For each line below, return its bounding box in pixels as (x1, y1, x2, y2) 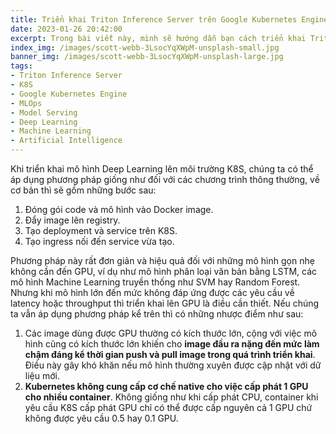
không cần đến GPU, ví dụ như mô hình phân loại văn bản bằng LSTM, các (10, 266, 318, 277)
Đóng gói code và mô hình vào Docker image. (24, 204, 214, 215)
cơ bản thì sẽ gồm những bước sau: (10, 184, 157, 196)
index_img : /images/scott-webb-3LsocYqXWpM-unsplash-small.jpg (10, 42, 280, 53)
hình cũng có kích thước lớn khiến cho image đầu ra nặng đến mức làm (24, 338, 320, 350)
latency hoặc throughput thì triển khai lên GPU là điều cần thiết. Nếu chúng (10, 297, 320, 309)
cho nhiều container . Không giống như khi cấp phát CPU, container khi (24, 391, 319, 403)
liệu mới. (24, 370, 60, 381)
